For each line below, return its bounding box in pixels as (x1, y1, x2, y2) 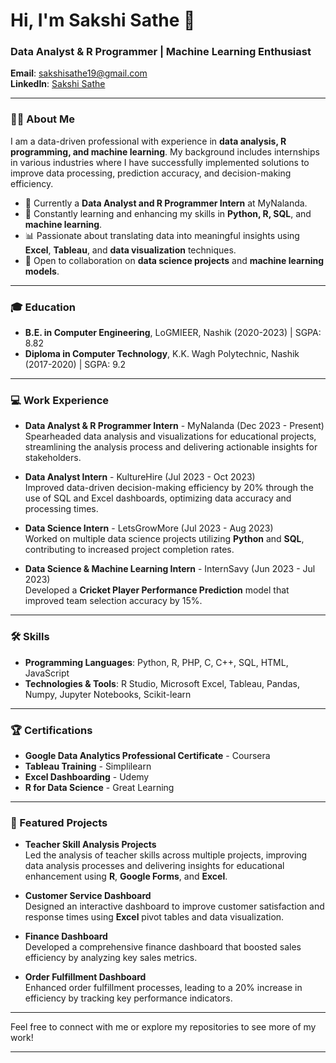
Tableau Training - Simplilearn (24, 760, 152, 772)
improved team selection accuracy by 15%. (24, 595, 203, 607)
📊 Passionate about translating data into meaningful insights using (24, 229, 300, 241)
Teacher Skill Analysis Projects (24, 839, 157, 851)
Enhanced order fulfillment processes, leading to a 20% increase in (24, 982, 303, 994)
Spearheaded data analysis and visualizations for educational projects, (24, 430, 317, 443)
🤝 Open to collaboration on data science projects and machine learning (24, 254, 324, 266)
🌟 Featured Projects (10, 815, 108, 829)
